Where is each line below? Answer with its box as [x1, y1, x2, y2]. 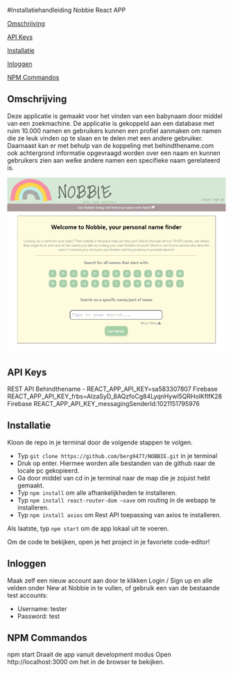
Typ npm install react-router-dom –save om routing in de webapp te [17, 496, 216, 504]
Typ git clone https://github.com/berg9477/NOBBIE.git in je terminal [17, 451, 218, 460]
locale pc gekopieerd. [17, 466, 80, 475]
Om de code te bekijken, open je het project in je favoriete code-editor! [7, 537, 210, 546]
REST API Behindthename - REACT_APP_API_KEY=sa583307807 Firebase [7, 384, 218, 393]
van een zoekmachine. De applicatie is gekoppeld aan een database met [7, 119, 215, 127]
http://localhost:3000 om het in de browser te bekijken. [7, 658, 165, 666]
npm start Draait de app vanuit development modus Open [7, 650, 172, 659]
